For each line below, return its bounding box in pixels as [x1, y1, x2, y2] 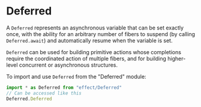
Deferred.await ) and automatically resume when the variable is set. [6, 37, 173, 44]
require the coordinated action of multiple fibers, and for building [6, 55, 167, 62]
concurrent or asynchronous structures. [19, 61, 118, 69]
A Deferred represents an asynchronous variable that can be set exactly [6, 24, 184, 31]
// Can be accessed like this [6, 90, 82, 96]
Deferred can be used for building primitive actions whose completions [6, 48, 182, 55]
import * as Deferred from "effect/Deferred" [6, 84, 122, 91]
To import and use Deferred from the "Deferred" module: [6, 73, 146, 80]
